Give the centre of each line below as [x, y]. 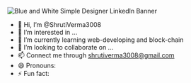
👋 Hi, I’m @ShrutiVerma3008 [59, 24]
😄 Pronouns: [37, 65]
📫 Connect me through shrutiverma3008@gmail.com [96, 55]
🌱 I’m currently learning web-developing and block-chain [100, 40]
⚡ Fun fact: [33, 73]
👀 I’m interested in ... [47, 32]
